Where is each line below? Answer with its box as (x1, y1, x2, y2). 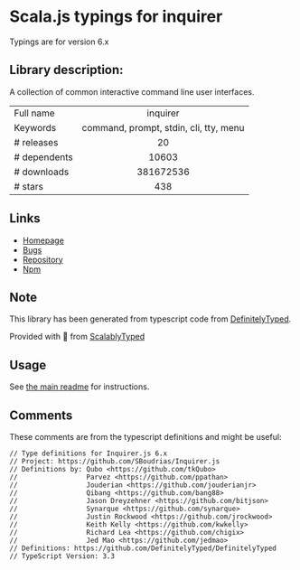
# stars (14, 180, 43, 192)
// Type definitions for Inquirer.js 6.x (9, 449, 168, 458)
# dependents (14, 151, 74, 164)
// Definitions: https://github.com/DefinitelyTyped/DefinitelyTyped (9, 544, 277, 553)
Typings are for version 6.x (9, 36, 109, 47)
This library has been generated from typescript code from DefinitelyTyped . (9, 313, 292, 324)
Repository (22, 254, 63, 265)
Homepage (22, 235, 65, 246)
